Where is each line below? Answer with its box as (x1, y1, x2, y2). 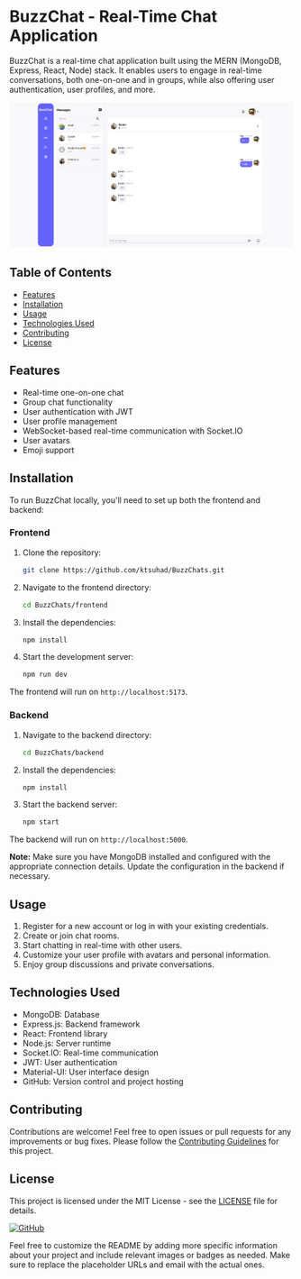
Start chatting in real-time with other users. (22, 940, 183, 951)
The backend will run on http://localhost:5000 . (9, 834, 188, 845)
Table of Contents (9, 265, 113, 280)
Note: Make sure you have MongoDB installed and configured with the (9, 852, 271, 863)
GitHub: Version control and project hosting (22, 1075, 184, 1087)
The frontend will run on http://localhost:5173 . (9, 687, 188, 698)
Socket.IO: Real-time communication (22, 1047, 160, 1058)
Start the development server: (22, 652, 134, 662)
